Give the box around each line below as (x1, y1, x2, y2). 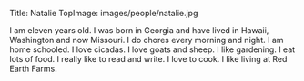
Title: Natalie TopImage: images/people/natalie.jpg (9, 8, 198, 18)
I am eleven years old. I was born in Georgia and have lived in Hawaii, (9, 25, 269, 35)
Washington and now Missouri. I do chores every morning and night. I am (9, 35, 284, 45)
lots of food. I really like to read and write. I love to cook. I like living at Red (9, 54, 288, 64)
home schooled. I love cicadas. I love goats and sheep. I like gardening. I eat (9, 44, 296, 55)
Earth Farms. (9, 63, 57, 74)
